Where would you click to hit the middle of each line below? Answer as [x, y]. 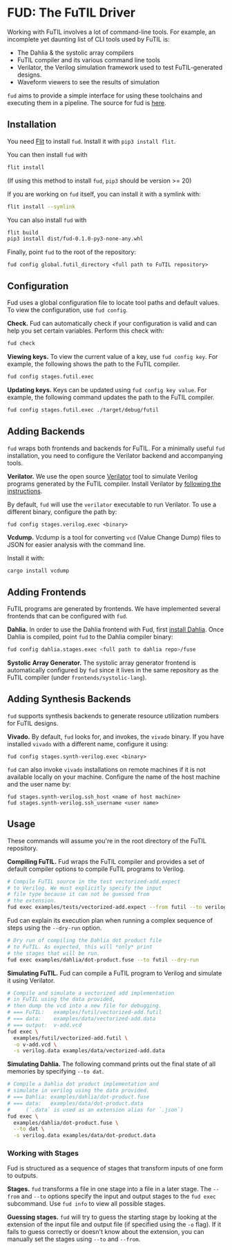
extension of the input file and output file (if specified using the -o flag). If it [114, 1224]
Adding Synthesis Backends [69, 699]
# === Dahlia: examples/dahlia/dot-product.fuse [78, 1097]
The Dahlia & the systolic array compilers [76, 53]
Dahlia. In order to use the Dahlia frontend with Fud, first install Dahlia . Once [116, 629]
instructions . [25, 491]
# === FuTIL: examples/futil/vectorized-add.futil [85, 1012]
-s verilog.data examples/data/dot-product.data [85, 1136]
